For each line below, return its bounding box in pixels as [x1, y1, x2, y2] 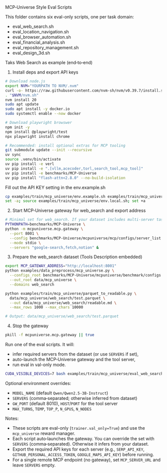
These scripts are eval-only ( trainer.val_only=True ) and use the [12, 425, 145, 431]
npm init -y [5, 124, 30, 130]
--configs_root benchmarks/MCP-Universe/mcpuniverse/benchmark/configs [9, 273, 162, 278]
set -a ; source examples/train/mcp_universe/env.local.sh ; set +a [5, 198, 146, 203]
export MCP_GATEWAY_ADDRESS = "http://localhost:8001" [5, 264, 117, 269]
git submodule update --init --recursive [5, 148, 92, 153]
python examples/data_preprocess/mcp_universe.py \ [5, 268, 114, 273]
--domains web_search [9, 282, 55, 287]
